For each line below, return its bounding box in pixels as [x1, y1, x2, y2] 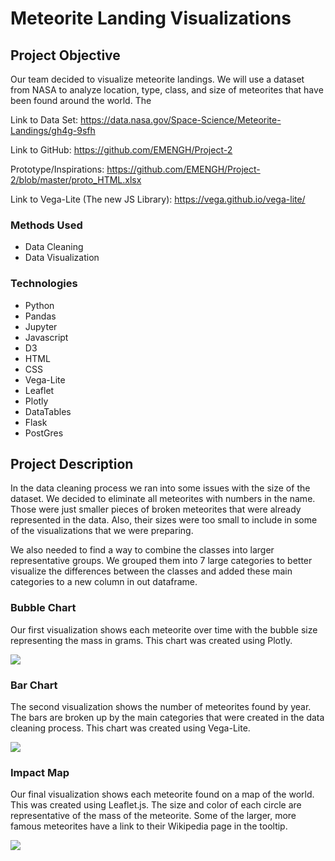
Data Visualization [24, 252, 100, 264]
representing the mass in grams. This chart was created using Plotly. [10, 634, 293, 646]
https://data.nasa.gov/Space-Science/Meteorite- [80, 114, 282, 126]
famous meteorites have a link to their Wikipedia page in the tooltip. [10, 820, 288, 832]
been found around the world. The [10, 95, 152, 106]
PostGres [24, 427, 64, 439]
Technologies [10, 277, 78, 291]
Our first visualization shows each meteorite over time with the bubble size [10, 623, 318, 636]
